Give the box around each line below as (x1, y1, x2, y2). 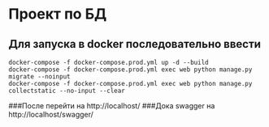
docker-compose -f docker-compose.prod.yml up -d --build (8, 58, 209, 66)
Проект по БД (8, 5, 107, 23)
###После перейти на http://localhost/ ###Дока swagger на (8, 101, 215, 110)
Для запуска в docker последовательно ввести (8, 37, 262, 51)
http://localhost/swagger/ (8, 110, 93, 119)
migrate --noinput (8, 73, 71, 81)
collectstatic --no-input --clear (8, 87, 126, 95)
